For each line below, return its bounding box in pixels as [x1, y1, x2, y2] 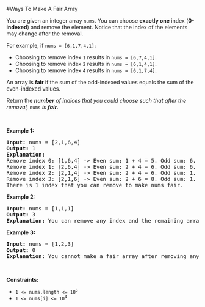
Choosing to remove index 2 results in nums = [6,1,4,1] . [15, 61, 157, 67]
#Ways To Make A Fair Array [6, 6, 78, 12]
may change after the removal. [6, 30, 84, 37]
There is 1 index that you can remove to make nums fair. [6, 182, 184, 188]
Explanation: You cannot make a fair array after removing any [6, 253, 200, 259]
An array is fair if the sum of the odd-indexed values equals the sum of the [6, 79, 194, 86]
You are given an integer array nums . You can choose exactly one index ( [6, 17, 189, 24]
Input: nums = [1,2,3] [6, 241, 74, 247]
